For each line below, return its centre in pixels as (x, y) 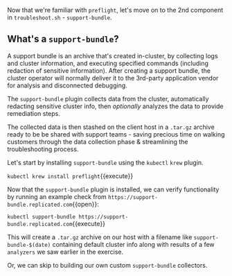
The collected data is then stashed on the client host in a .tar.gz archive (111, 127)
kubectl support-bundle (42, 217)
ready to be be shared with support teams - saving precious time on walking (116, 134)
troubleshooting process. (43, 149)
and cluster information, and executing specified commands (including (108, 63)
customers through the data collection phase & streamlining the (98, 141)
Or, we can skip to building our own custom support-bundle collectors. (107, 265)
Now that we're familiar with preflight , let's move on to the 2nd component (115, 10)
